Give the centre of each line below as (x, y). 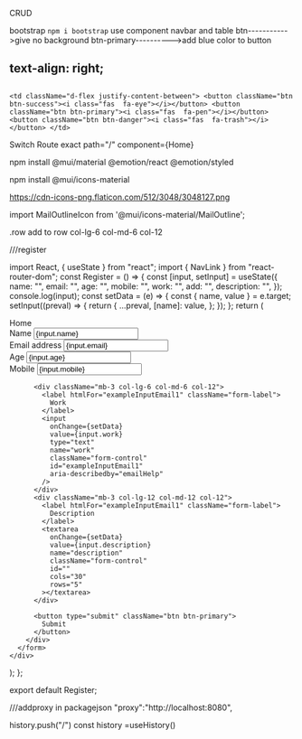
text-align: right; (57, 68)
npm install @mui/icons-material (70, 179)
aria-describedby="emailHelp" (107, 473)
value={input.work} (86, 434)
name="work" (72, 450)
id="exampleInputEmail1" (96, 466)
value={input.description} (100, 545)
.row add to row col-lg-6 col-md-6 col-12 (86, 232)
